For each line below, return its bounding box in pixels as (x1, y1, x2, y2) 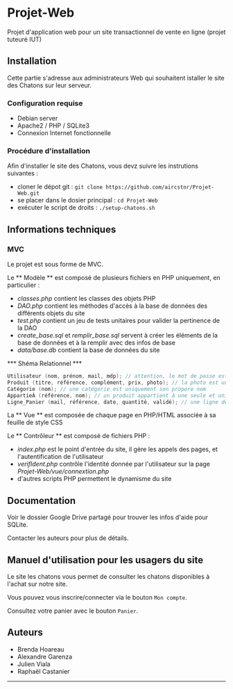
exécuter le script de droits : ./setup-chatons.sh (17, 203, 155, 212)
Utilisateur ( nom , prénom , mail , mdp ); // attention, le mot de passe (7, 373, 216, 380)
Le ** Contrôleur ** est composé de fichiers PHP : (7, 432, 150, 440)
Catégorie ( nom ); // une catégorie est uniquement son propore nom (7, 385, 207, 392)
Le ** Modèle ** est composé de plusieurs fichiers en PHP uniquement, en (7, 274, 221, 282)
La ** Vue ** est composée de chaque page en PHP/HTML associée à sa (7, 411, 216, 419)
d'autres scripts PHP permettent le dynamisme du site (17, 475, 172, 483)
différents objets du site (17, 309, 85, 317)
